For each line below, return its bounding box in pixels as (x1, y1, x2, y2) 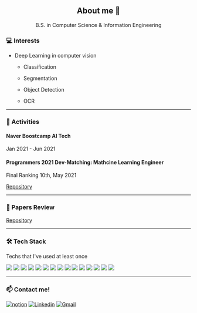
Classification (23, 63, 57, 70)
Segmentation (23, 75, 57, 82)
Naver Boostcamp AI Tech (6, 132, 71, 139)
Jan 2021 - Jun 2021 (6, 145, 56, 153)
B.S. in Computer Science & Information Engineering (35, 21, 162, 28)
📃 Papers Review (6, 203, 55, 211)
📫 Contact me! (6, 285, 50, 294)
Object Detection (23, 86, 64, 93)
